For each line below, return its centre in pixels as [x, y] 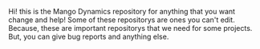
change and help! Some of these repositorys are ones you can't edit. [122, 20]
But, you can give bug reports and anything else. [89, 36]
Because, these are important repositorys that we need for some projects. [130, 28]
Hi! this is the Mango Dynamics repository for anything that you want [122, 11]
